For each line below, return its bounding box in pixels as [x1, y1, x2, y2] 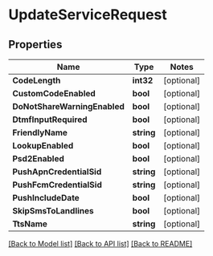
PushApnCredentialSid [12, 166, 102, 177]
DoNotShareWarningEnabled [12, 101, 125, 112]
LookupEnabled [12, 140, 74, 151]
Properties [8, 38, 63, 51]
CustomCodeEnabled [12, 88, 96, 99]
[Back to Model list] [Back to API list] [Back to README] [8, 239, 193, 248]
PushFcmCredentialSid [12, 179, 102, 190]
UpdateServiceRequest [8, 6, 167, 24]
